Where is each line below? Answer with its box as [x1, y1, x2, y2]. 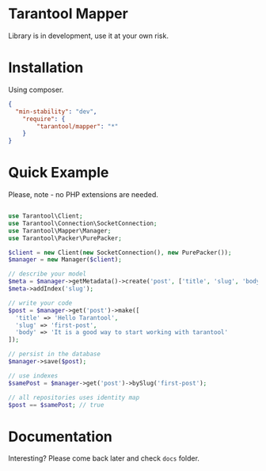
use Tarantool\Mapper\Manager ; [8, 226, 112, 234]
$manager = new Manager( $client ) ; [8, 256, 123, 264]
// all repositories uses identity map [8, 393, 140, 401]
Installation [8, 59, 84, 77]
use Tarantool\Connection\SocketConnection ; [8, 219, 158, 227]
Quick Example [8, 164, 109, 182]
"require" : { [22, 115, 66, 123]
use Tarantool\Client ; [8, 212, 83, 220]
